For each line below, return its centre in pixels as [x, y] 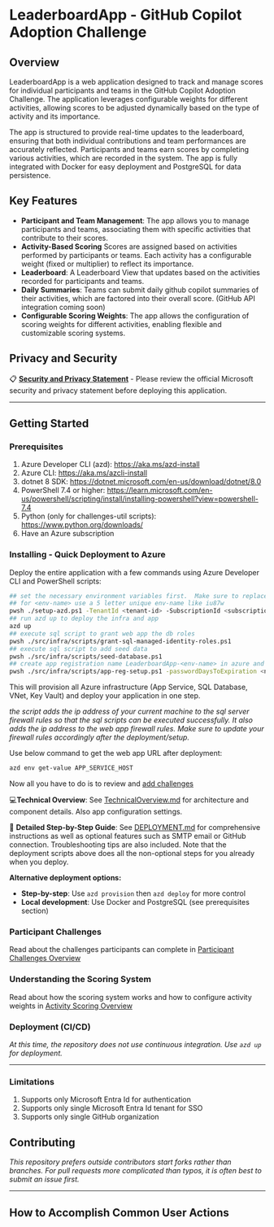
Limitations [32, 1081]
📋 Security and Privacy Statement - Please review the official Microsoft [131, 378]
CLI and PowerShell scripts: [55, 581]
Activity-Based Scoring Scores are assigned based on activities [129, 247]
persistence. [30, 175]
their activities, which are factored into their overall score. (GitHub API [138, 298]
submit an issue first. [44, 1179]
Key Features [43, 201]
